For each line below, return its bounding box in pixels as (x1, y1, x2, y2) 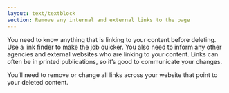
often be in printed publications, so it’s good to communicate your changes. (7, 57, 223, 65)
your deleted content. (7, 78, 69, 86)
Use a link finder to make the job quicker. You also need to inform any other (7, 43, 222, 51)
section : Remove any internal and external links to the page (7, 17, 190, 23)
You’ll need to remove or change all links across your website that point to (7, 70, 218, 79)
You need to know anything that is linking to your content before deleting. (7, 35, 217, 43)
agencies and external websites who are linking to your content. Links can (7, 50, 219, 59)
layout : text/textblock (7, 10, 76, 17)
